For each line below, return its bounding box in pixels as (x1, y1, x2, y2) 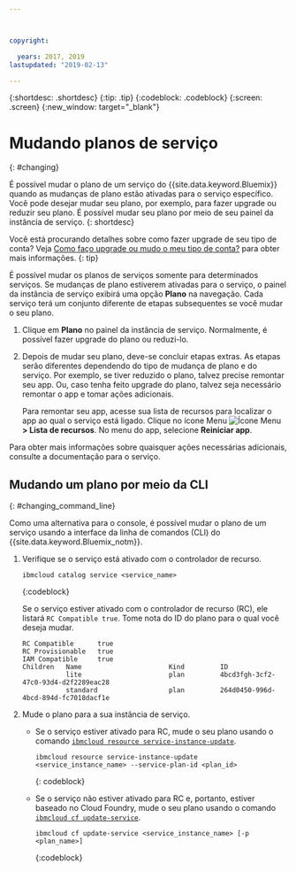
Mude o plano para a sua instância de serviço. (21, 709, 191, 720)
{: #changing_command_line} (9, 501, 116, 512)
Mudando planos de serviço (9, 133, 218, 153)
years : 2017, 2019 (17, 52, 86, 61)
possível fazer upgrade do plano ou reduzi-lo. (21, 334, 189, 345)
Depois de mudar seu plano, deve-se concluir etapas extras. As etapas (21, 351, 281, 362)
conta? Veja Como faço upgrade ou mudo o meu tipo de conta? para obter (9, 243, 280, 254)
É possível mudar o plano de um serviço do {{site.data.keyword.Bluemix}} (9, 179, 278, 190)
